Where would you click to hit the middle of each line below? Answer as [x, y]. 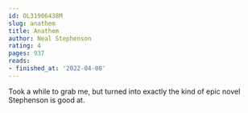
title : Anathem [34, 31]
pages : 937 [27, 53]
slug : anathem [32, 23]
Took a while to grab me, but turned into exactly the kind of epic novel [124, 91]
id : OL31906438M [35, 16]
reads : [19, 61]
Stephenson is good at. [47, 100]
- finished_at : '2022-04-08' [57, 69]
